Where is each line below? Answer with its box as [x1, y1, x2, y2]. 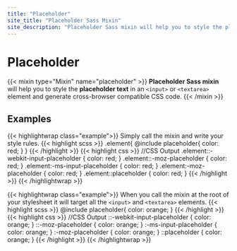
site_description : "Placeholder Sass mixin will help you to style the [7, 23, 222, 30]
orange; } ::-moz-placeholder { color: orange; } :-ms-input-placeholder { [7, 221, 217, 229]
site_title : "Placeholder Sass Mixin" [7, 17, 121, 24]
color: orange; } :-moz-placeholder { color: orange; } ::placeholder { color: [7, 228, 222, 237]
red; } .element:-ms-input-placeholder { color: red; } [7, 162, 159, 170]
